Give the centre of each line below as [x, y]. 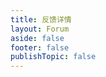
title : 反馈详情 [41, 19]
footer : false [40, 47]
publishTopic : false [53, 57]
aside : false [37, 38]
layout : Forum [40, 29]
